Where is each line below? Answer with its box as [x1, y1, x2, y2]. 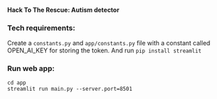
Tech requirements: [7, 23, 75, 33]
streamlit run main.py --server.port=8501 [7, 86, 133, 93]
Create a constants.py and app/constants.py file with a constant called [7, 38, 211, 47]
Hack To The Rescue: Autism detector [7, 6, 120, 14]
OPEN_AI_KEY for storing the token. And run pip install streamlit [7, 46, 202, 54]
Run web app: [7, 63, 55, 73]
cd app [7, 79, 27, 86]
